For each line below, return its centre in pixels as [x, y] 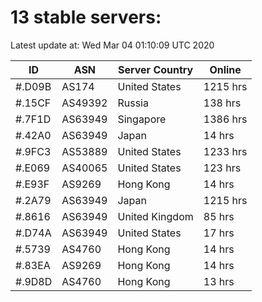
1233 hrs [225, 151]
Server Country [155, 69]
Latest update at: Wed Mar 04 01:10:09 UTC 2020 [112, 45]
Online [225, 69]
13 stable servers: [86, 17]
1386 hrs [225, 119]
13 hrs [219, 281]
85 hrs [219, 216]
